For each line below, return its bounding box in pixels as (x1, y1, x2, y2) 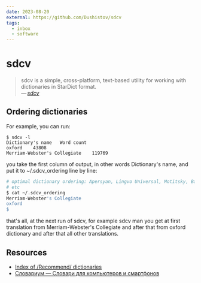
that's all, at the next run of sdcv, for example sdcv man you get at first (6, 217, 181, 225)
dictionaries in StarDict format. (20, 83, 97, 91)
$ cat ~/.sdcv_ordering (6, 189, 66, 195)
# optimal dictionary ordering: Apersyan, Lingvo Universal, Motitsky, (6, 178, 188, 185)
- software (11, 31, 39, 37)
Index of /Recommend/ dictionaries (14, 263, 102, 270)
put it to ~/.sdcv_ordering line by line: (6, 167, 98, 174)
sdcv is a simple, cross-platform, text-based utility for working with (20, 77, 187, 84)
